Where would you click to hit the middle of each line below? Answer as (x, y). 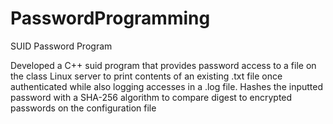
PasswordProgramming (110, 18)
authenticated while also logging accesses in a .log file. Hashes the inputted (167, 86)
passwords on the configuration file (83, 108)
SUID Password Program (61, 46)
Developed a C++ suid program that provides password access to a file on (163, 65)
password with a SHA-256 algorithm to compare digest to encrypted (151, 97)
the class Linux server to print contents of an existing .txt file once (146, 76)
